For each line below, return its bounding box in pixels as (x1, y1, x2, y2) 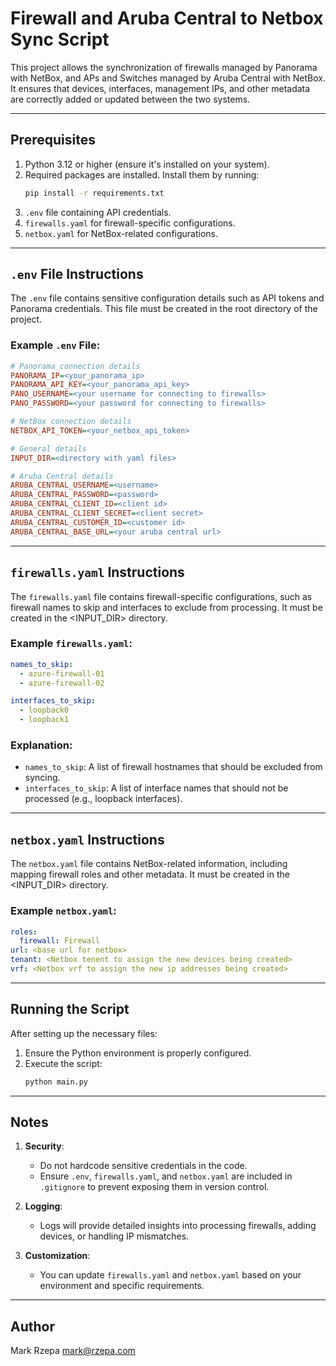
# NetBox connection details (10, 417, 132, 427)
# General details (10, 443, 87, 454)
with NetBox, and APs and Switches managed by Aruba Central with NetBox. (10, 72, 326, 84)
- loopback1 (19, 715, 70, 725)
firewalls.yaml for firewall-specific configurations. (24, 217, 236, 229)
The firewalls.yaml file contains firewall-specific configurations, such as (10, 590, 313, 602)
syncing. (24, 772, 61, 784)
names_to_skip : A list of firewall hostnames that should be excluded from (24, 761, 323, 773)
